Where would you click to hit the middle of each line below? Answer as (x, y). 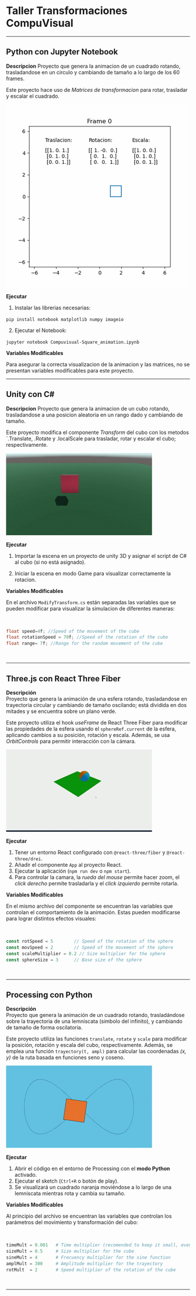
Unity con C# (30, 394)
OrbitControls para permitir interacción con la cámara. (71, 741)
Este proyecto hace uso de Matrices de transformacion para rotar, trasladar (97, 89)
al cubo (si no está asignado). (50, 562)
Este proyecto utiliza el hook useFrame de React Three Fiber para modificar (97, 723)
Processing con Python (49, 995)
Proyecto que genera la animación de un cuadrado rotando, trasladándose (95, 1015)
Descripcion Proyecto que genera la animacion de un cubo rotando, (88, 408)
